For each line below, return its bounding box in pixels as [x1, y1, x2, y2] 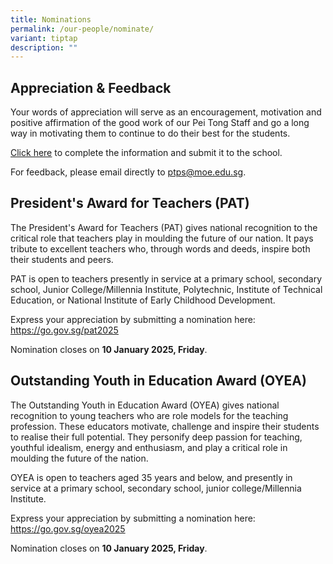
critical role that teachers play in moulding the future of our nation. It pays [10, 232, 314, 244]
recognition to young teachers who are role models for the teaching [10, 409, 289, 421]
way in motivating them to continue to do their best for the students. [10, 127, 291, 140]
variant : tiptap [10, 33, 78, 43]
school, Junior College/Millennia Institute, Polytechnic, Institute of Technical [10, 283, 323, 295]
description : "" [10, 42, 78, 53]
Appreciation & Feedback [10, 79, 172, 96]
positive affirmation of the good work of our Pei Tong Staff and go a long [10, 117, 310, 129]
